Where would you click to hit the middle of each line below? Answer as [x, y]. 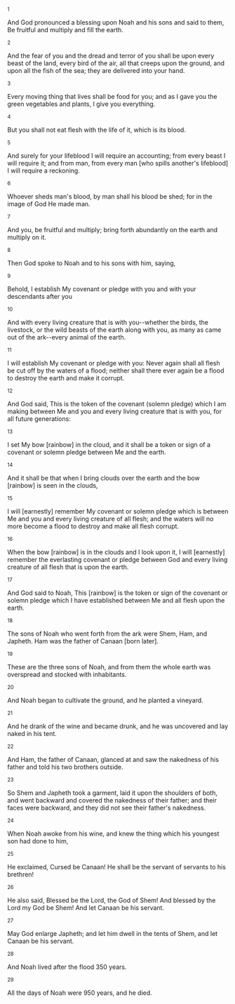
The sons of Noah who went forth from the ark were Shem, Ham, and [107, 634]
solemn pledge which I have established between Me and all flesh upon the [116, 600]
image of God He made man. [49, 204]
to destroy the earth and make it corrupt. [66, 378]
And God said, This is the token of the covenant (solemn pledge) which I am [117, 404]
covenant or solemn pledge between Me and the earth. [87, 452]
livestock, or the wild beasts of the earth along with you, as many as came [114, 330]
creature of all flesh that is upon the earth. [68, 567]
